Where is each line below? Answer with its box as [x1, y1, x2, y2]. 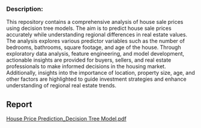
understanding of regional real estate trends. [6, 82, 117, 89]
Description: [6, 5, 43, 13]
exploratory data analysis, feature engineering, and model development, [6, 50, 185, 57]
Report [6, 99, 32, 109]
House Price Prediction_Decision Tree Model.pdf [6, 115, 127, 123]
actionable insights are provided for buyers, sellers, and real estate [6, 56, 172, 64]
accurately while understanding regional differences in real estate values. [6, 31, 188, 38]
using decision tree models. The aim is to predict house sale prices [6, 25, 172, 32]
